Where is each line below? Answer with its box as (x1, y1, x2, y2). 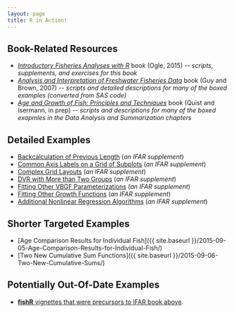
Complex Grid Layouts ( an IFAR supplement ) (17, 168, 146, 176)
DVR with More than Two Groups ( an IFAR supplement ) (17, 175, 177, 183)
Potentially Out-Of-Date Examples (7, 279, 160, 291)
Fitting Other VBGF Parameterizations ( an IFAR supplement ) (17, 182, 191, 191)
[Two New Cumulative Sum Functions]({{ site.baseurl (17, 251, 172, 260)
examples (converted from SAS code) (17, 91, 127, 100)
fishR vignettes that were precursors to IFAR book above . (17, 298, 184, 306)
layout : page (7, 10, 46, 18)
